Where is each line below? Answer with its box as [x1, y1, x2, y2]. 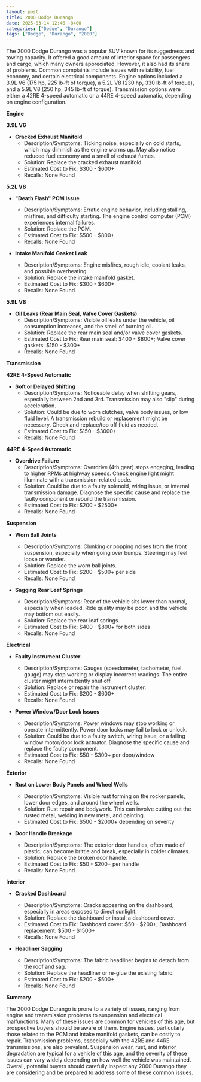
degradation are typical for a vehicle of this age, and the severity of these [6, 1050, 187, 1057]
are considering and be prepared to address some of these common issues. [6, 1069, 193, 1076]
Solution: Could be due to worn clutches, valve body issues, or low [23, 409, 188, 416]
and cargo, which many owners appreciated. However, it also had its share [6, 61, 190, 68]
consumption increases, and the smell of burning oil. [23, 323, 154, 330]
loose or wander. [23, 555, 66, 563]
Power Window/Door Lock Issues [14, 708, 100, 715]
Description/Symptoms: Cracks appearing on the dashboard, [23, 902, 174, 909]
